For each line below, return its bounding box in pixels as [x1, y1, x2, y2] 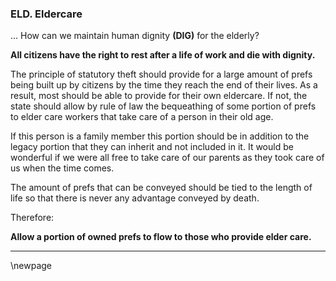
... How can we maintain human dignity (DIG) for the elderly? [10, 30, 260, 42]
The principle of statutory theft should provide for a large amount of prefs [10, 68, 313, 81]
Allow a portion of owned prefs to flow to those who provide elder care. [10, 231, 312, 243]
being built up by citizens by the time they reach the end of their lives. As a [10, 79, 318, 91]
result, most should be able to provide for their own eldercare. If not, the [10, 90, 308, 102]
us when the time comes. [10, 162, 115, 174]
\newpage [10, 260, 53, 272]
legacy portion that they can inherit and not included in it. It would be [10, 141, 294, 153]
